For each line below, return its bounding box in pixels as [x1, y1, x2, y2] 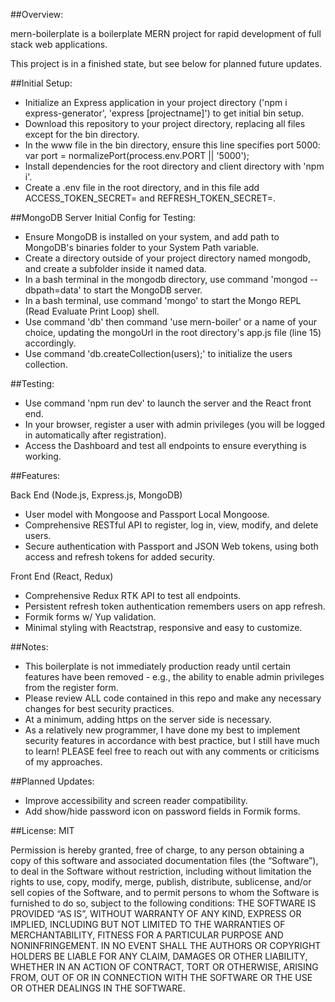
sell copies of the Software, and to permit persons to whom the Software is [10, 887, 320, 898]
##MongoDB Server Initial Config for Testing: [10, 212, 197, 223]
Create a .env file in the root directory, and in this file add [24, 182, 260, 193]
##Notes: [10, 641, 49, 653]
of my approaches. [24, 756, 103, 768]
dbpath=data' [24, 284, 82, 296]
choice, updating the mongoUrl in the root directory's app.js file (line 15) [24, 327, 322, 338]
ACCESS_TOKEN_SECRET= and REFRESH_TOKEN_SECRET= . [24, 192, 277, 204]
